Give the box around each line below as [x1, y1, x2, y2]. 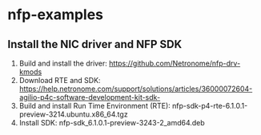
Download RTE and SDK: [18, 76, 101, 85]
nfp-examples [7, 6, 104, 24]
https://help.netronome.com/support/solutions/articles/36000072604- [18, 84, 253, 93]
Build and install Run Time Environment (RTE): [18, 101, 171, 110]
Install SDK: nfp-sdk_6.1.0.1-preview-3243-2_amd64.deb [18, 118, 205, 127]
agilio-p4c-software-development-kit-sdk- [18, 93, 161, 101]
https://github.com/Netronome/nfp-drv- [108, 58, 241, 68]
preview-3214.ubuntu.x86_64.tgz [18, 109, 129, 119]
